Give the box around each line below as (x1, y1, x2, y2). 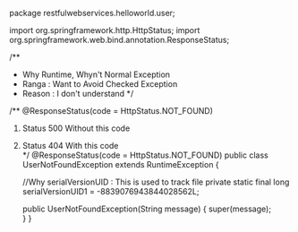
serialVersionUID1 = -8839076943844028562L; (21, 186, 200, 196)
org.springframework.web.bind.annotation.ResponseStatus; (9, 35, 230, 45)
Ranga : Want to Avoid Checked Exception (21, 79, 178, 89)
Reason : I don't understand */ (21, 89, 134, 99)
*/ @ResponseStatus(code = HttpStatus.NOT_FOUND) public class (21, 150, 268, 160)
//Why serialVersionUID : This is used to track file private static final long (21, 176, 290, 187)
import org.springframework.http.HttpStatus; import (9, 25, 200, 35)
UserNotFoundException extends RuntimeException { (21, 159, 219, 169)
